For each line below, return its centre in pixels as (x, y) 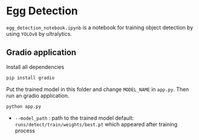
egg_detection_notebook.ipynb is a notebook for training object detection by (100, 27)
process (25, 130)
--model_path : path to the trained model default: (74, 118)
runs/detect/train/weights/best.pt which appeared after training (96, 124)
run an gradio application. (38, 95)
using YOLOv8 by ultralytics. (39, 33)
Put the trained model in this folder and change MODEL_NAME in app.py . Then (98, 89)
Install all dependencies (35, 67)
